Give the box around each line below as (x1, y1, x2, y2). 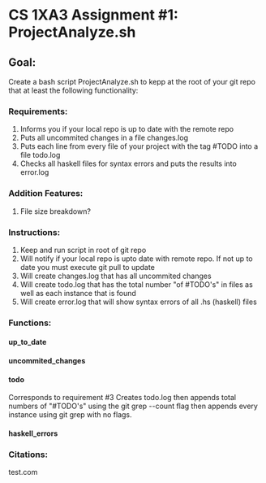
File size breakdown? (19, 206, 92, 216)
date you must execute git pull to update (19, 262, 156, 272)
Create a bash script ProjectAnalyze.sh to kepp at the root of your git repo (8, 77, 255, 86)
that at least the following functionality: (8, 85, 139, 95)
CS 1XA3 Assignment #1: (8, 6, 178, 24)
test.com (8, 468, 38, 477)
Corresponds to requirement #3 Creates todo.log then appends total (8, 393, 237, 402)
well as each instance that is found (19, 288, 136, 298)
